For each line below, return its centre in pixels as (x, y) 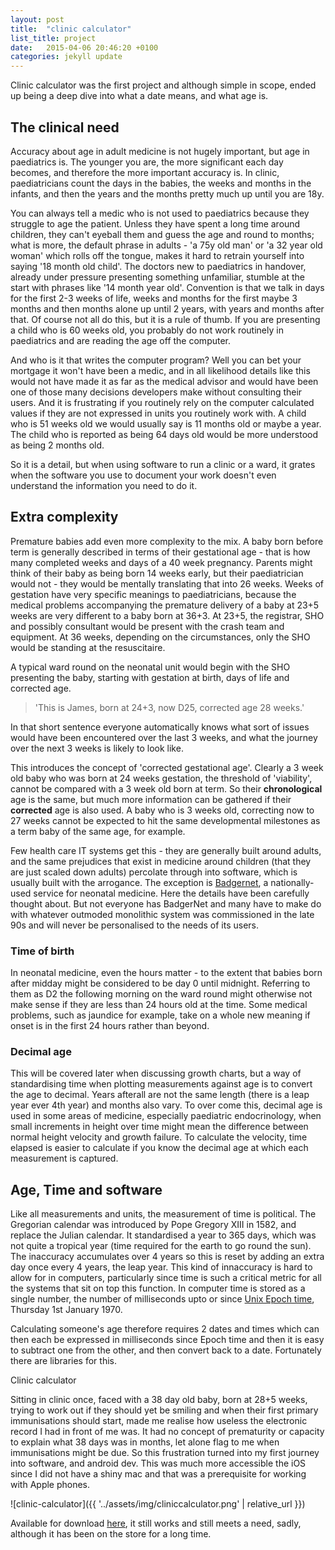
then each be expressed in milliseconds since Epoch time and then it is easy (167, 1340)
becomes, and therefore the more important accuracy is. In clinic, (145, 172)
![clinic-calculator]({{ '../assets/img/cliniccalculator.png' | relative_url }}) (158, 1504)
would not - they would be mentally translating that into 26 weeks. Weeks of (167, 583)
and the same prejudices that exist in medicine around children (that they (161, 861)
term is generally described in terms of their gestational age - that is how (160, 552)
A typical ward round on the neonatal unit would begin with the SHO (150, 667)
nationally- (292, 882)
